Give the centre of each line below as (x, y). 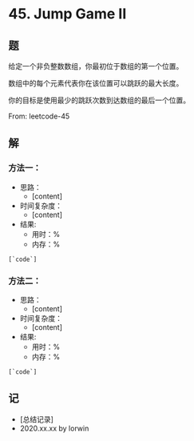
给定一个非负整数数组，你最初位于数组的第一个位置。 (96, 66)
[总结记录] (37, 419)
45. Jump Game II (67, 14)
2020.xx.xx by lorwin (54, 428)
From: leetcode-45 (39, 116)
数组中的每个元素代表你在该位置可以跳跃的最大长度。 (96, 83)
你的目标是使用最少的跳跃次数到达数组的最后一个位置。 (99, 100)
